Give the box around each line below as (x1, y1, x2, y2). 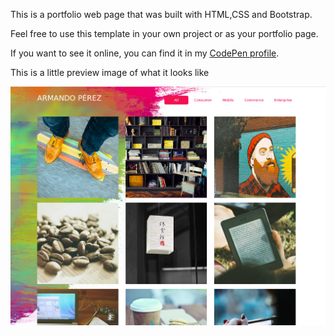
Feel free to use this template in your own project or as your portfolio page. (10, 28, 319, 39)
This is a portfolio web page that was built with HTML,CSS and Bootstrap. (10, 9, 313, 20)
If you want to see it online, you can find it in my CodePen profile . (10, 47, 280, 59)
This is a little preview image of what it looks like (10, 67, 210, 78)
